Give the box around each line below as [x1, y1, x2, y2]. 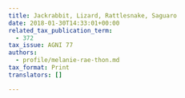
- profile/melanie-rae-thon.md [15, 57, 120, 65]
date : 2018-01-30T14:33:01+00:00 [8, 19, 120, 27]
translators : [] [8, 71, 62, 79]
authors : [8, 49, 38, 57]
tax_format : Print [8, 64, 70, 72]
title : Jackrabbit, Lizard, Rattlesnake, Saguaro [8, 11, 178, 20]
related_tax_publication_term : [8, 26, 113, 34]
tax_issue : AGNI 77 [8, 41, 74, 49]
